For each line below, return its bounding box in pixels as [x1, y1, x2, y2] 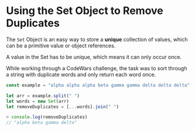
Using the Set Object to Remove [6, 4, 164, 18]
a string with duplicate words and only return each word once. [6, 71, 156, 78]
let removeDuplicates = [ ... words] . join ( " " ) [6, 104, 119, 109]
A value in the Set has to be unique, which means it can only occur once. [6, 53, 182, 60]
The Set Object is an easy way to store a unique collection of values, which [6, 36, 188, 43]
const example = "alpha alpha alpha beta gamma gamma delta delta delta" [6, 82, 190, 88]
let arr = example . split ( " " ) [6, 92, 80, 99]
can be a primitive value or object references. [6, 42, 116, 49]
